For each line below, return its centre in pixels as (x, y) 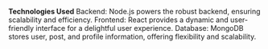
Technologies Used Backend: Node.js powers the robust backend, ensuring (134, 11)
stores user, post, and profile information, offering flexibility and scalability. (132, 36)
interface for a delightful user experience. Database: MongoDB (140, 28)
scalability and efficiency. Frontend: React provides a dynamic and (119, 20)
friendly (21, 28)
